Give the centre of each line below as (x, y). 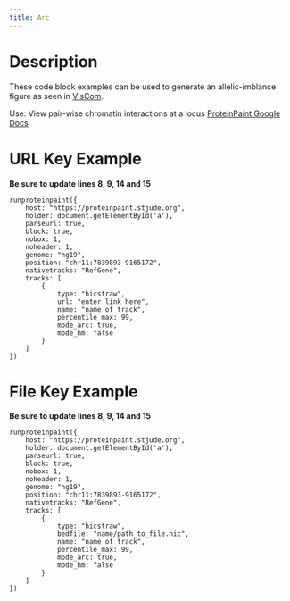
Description (54, 61)
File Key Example (74, 392)
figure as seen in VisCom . (57, 96)
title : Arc (29, 17)
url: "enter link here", (103, 301)
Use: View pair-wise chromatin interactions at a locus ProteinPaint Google (145, 113)
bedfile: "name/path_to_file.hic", (123, 534)
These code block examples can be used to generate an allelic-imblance (143, 87)
